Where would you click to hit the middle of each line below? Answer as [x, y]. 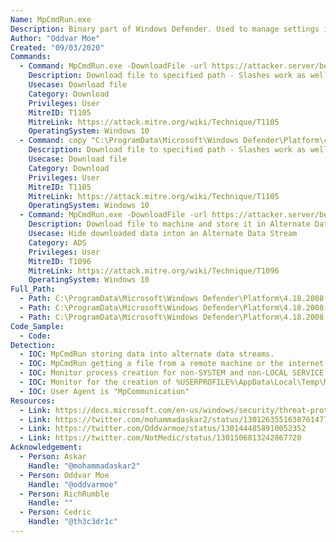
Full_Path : [33, 289]
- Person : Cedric [55, 512]
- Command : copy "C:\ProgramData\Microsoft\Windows [129, 141]
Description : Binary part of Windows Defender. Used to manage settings [165, 29]
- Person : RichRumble [64, 494]
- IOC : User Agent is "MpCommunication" [104, 391]
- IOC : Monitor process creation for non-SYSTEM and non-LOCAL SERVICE [172, 373]
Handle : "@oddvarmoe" [73, 484]
